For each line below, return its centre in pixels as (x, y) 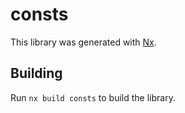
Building (36, 73)
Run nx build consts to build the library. (93, 97)
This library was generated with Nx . (83, 42)
